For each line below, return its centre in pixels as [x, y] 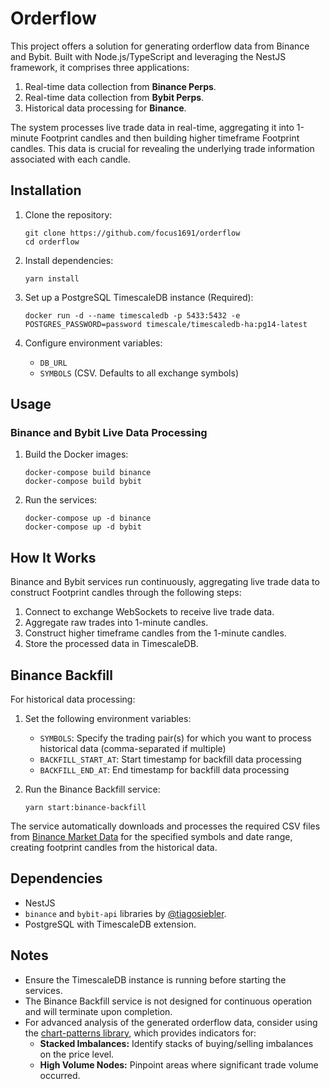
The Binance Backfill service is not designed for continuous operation [168, 1001]
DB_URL [53, 363]
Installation [46, 190]
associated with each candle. [70, 159]
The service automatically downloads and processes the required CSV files [165, 826]
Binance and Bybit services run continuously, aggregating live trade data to [165, 582]
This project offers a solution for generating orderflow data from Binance [160, 46]
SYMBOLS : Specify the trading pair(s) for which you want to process [175, 738]
